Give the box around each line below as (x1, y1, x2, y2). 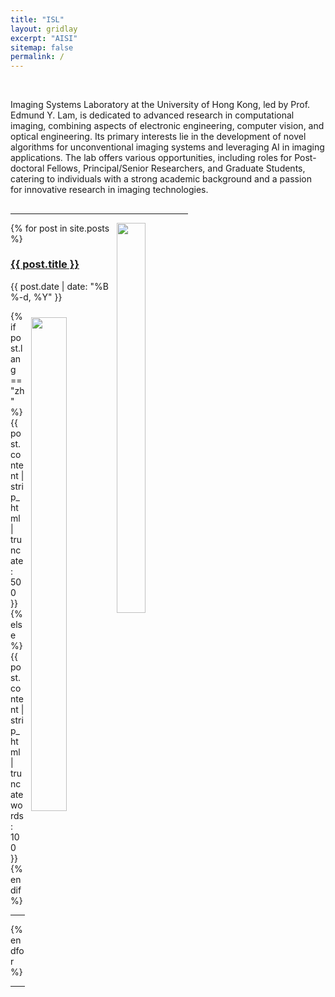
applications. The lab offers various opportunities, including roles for (10, 152, 293, 164)
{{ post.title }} (10, 257, 80, 271)
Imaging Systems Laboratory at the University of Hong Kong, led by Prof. (10, 99, 311, 111)
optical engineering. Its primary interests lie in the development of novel (10, 131, 307, 143)
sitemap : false (10, 42, 74, 53)
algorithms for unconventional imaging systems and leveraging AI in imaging (10, 141, 325, 153)
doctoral (10, 162, 45, 175)
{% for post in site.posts (10, 222, 110, 234)
